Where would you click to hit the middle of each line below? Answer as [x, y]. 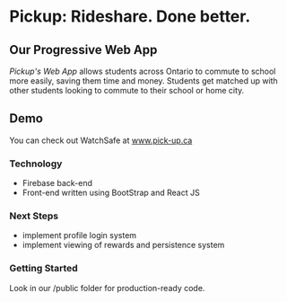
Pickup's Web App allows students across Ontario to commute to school [143, 71]
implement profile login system [79, 235]
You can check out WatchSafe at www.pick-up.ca [101, 140]
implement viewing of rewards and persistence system [123, 245]
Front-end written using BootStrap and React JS [111, 193]
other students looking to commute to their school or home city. [127, 90]
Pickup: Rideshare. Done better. [130, 17]
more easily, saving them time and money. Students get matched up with [143, 81]
